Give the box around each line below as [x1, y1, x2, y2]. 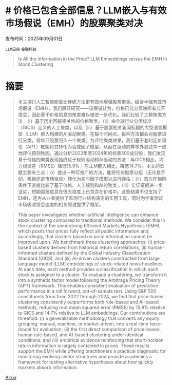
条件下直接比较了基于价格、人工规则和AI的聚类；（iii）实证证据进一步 [17, 182, 163, 188]
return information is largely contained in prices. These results [17, 342, 150, 349]
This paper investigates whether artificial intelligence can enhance [17, 211, 159, 218]
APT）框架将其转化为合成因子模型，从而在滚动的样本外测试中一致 [27, 143, 167, 149]
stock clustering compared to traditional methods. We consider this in [17, 217, 165, 223]
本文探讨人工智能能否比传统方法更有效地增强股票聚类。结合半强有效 [17, 99, 162, 105]
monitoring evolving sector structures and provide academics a [17, 353, 152, 359]
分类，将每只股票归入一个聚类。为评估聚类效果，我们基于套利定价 [22, 137, 162, 143]
